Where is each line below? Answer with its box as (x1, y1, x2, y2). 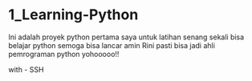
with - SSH (8, 64, 44, 74)
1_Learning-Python (8, 6, 139, 24)
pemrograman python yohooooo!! (8, 49, 120, 59)
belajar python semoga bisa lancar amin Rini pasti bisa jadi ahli (8, 40, 215, 50)
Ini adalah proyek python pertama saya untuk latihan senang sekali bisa (8, 32, 245, 42)
